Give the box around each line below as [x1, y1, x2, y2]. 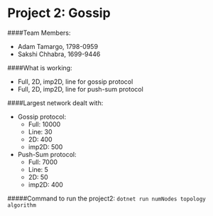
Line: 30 [28, 127, 53, 136]
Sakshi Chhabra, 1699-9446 [17, 50, 101, 58]
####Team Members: [7, 28, 71, 37]
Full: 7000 [28, 158, 58, 166]
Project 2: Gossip [7, 5, 111, 21]
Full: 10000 [28, 119, 61, 129]
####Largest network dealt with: [7, 98, 104, 107]
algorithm [7, 201, 37, 209]
